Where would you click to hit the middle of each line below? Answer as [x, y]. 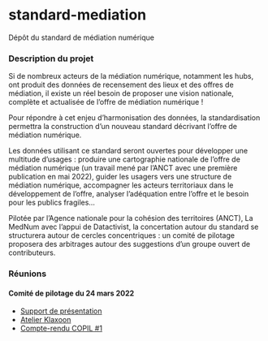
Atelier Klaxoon [45, 320]
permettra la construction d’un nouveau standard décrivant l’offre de [123, 127]
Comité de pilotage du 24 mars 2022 [71, 293]
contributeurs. [32, 253]
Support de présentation [61, 311]
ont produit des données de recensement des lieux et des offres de [121, 85]
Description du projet [51, 58]
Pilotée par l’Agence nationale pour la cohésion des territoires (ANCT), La [131, 218]
